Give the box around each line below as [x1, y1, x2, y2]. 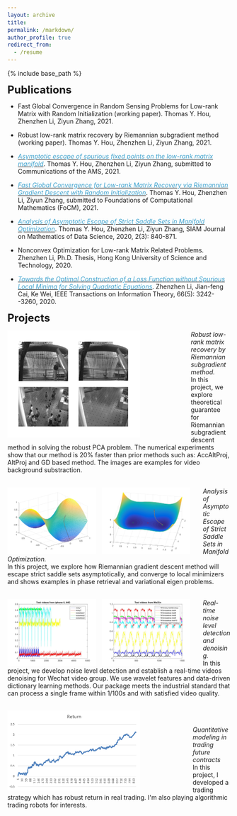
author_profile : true [7, 34, 71, 41]
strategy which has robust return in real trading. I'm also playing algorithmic [7, 793, 228, 801]
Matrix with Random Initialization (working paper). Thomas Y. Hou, [17, 110, 212, 118]
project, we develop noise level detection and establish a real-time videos [7, 666, 222, 675]
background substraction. [7, 466, 83, 474]
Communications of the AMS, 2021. [17, 167, 122, 175]
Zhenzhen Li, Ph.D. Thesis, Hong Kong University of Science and [17, 254, 207, 262]
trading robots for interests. [7, 801, 87, 809]
